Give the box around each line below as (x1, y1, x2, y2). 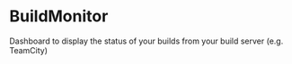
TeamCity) (9, 44, 48, 55)
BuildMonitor (9, 6, 109, 27)
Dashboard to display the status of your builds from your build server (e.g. (9, 36, 284, 46)
